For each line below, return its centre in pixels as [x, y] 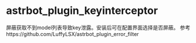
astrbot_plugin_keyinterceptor [82, 11]
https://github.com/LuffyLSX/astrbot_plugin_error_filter [72, 34]
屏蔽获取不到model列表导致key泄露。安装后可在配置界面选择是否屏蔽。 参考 [98, 27]
